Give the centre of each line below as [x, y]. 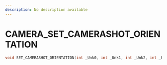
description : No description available [46, 10]
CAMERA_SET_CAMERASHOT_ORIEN [83, 34]
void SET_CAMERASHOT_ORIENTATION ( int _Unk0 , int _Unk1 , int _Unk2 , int [81, 58]
